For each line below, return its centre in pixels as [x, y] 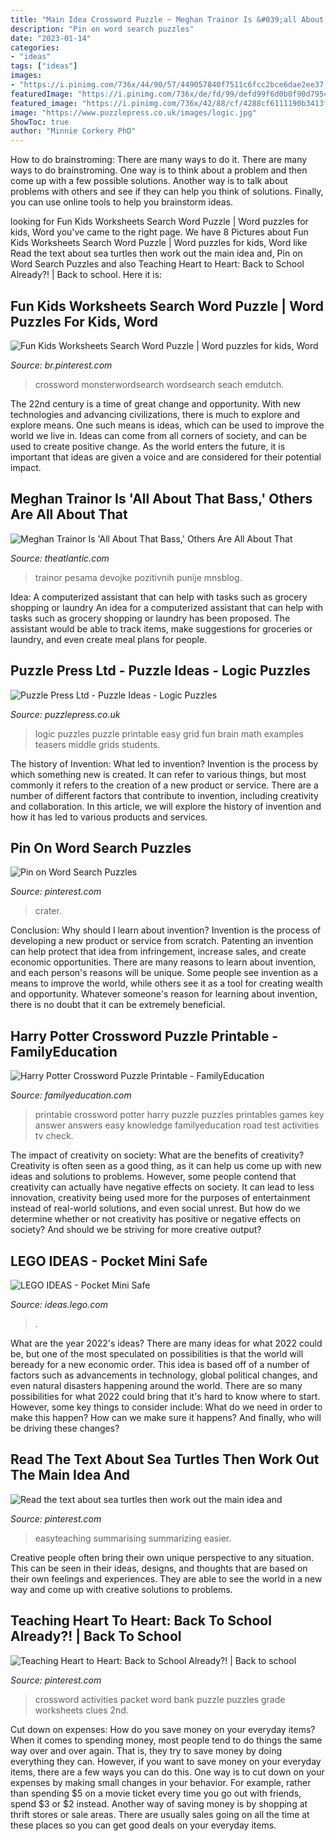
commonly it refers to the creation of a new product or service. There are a [164, 785]
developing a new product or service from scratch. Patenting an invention [162, 941]
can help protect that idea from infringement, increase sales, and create [158, 952]
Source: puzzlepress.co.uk [65, 714]
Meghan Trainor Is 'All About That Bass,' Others [161, 499]
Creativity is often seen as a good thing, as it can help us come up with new [166, 1166]
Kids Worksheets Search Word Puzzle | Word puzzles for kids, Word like [159, 243]
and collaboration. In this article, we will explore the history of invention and [166, 806]
